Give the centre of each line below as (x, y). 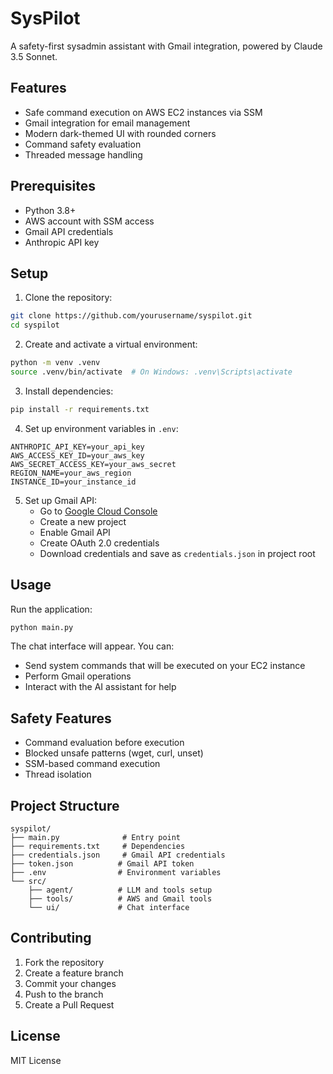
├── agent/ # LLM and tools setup (120, 890)
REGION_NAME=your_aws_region (71, 473)
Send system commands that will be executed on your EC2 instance (165, 666)
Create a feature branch (74, 973)
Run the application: (51, 609)
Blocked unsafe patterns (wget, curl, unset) (114, 753)
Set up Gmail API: (60, 500)
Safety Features (61, 718)
